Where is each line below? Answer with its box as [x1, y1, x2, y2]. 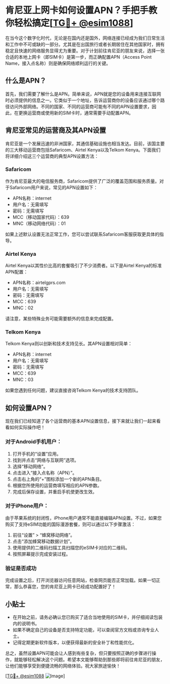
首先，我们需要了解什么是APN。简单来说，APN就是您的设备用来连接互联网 [5, 90, 161, 97]
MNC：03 [12, 377, 34, 383]
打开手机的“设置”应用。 [12, 450, 62, 457]
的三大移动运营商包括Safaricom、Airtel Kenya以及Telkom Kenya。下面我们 [5, 147, 161, 153]
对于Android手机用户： [5, 438, 62, 445]
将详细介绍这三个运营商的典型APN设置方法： [5, 153, 99, 159]
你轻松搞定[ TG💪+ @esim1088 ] [5, 17, 134, 29]
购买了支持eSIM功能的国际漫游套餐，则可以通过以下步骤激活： [5, 521, 136, 527]
